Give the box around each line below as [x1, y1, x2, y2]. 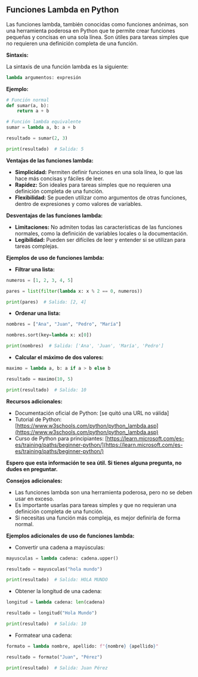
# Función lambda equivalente [6, 119, 82, 125]
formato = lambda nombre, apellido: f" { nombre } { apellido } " [6, 643, 159, 649]
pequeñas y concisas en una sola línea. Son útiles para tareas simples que [6, 33, 189, 41]
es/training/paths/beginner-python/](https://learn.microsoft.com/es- [14, 441, 183, 448]
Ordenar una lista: [14, 309, 61, 317]
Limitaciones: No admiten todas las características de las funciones [14, 223, 183, 230]
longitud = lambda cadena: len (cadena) [6, 599, 106, 605]
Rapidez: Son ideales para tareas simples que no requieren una [14, 181, 171, 188]
